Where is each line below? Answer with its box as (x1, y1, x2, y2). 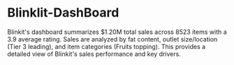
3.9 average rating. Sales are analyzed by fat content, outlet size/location (7, 35, 218, 43)
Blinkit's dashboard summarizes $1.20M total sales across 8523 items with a (7, 28, 227, 36)
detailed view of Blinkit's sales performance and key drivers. (7, 50, 182, 58)
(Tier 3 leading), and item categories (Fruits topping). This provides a (7, 42, 206, 50)
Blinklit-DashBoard (7, 5, 119, 21)
